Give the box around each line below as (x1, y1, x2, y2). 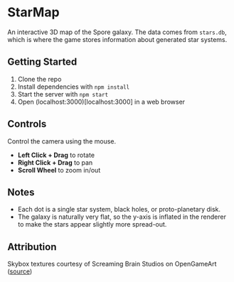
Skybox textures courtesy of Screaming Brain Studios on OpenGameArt (7, 260, 217, 269)
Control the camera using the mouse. (7, 136, 117, 146)
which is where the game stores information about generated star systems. (7, 35, 228, 43)
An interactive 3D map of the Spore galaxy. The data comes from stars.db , (7, 28, 227, 36)
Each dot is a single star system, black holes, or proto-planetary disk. (17, 205, 221, 214)
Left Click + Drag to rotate (17, 151, 95, 159)
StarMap (7, 4, 60, 21)
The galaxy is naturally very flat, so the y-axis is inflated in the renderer (17, 212, 226, 221)
